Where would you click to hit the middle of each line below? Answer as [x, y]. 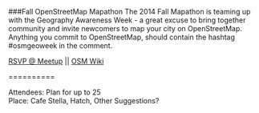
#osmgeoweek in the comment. [61, 46]
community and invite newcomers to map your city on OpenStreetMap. [125, 28]
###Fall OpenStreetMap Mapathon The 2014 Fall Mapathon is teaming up [129, 12]
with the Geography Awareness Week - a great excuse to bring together [127, 20]
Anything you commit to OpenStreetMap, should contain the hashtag [121, 37]
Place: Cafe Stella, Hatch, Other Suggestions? [84, 101]
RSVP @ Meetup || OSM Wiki [56, 61]
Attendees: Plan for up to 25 [55, 92]
